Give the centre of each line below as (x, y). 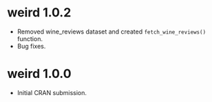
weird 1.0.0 (39, 74)
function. (30, 38)
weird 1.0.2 (39, 13)
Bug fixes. (31, 46)
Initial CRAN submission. (52, 92)
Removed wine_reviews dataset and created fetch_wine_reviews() (112, 31)
